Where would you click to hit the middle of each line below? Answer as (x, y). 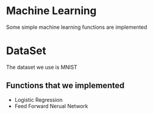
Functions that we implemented (65, 85)
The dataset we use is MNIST (42, 67)
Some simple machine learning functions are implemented (76, 27)
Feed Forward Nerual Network (51, 106)
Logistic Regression (39, 100)
